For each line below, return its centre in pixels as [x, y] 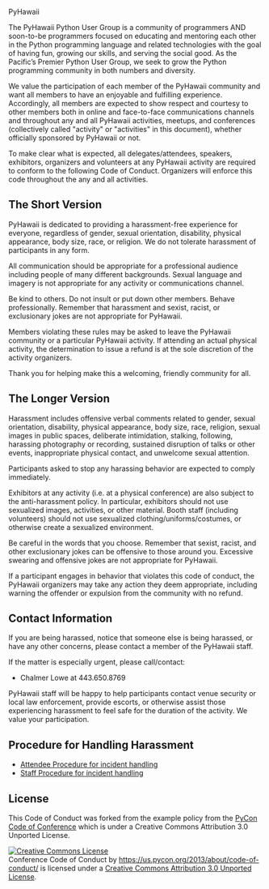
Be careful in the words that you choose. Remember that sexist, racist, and [132, 543]
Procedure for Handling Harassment [101, 745]
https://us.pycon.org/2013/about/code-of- [189, 860]
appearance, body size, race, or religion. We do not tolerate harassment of [132, 241]
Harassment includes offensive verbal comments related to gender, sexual [132, 418]
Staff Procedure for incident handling [82, 773]
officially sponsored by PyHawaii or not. [75, 138]
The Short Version [55, 205]
